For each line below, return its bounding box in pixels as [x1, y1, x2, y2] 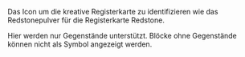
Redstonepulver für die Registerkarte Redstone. [7, 15, 165, 25]
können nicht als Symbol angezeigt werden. [7, 39, 153, 49]
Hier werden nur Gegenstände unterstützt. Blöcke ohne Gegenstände [7, 31, 238, 40]
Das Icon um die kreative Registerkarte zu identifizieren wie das [7, 7, 218, 16]
